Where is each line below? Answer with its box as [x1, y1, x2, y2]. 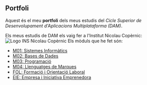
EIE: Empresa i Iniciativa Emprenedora [12, 74, 92, 80]
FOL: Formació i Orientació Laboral [12, 69, 85, 75]
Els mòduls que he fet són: [67, 38, 123, 44]
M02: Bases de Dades [12, 53, 59, 59]
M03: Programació [12, 58, 51, 64]
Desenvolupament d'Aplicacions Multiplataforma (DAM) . [5, 23, 123, 29]
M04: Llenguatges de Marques [12, 63, 77, 69]
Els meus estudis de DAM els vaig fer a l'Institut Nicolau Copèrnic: [5, 32, 142, 38]
